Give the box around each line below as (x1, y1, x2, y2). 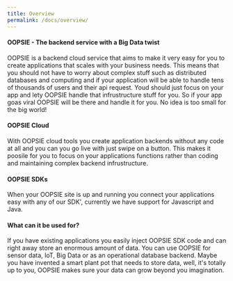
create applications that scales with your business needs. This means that (7, 61, 219, 70)
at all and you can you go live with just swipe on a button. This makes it (7, 144, 211, 152)
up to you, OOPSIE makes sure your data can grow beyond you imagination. (7, 266, 225, 275)
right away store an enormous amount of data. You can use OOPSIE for (7, 244, 211, 252)
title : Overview (7, 10, 54, 17)
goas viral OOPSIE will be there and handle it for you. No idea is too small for (7, 98, 227, 106)
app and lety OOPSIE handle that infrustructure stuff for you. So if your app (7, 90, 223, 99)
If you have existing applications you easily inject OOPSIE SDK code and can (7, 236, 227, 245)
